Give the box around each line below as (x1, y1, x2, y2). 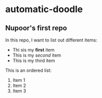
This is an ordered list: (5, 67, 52, 73)
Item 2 (12, 82, 26, 88)
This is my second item (12, 52, 61, 58)
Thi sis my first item (12, 47, 55, 53)
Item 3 (12, 88, 26, 94)
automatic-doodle (5, 4, 83, 15)
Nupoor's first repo (5, 24, 67, 32)
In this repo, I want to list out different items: (5, 37, 97, 43)
